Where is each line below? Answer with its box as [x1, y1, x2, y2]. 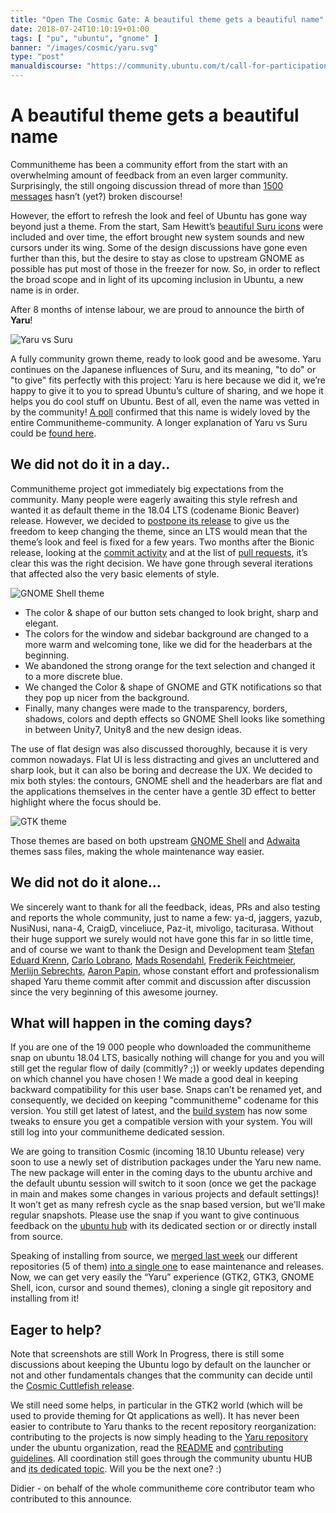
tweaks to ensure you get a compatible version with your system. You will [10, 1116, 313, 1128]
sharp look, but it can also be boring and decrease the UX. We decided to [10, 764, 313, 776]
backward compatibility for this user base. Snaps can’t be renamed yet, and [10, 1084, 323, 1096]
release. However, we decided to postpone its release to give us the [10, 514, 290, 526]
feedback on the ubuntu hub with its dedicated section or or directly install [10, 1220, 317, 1232]
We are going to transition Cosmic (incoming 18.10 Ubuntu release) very [10, 1146, 305, 1158]
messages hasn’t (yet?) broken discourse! [10, 190, 183, 202]
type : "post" [10, 52, 65, 62]
